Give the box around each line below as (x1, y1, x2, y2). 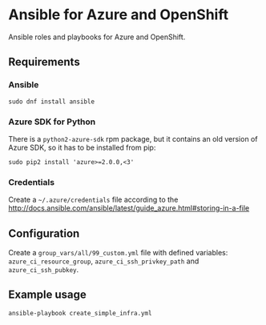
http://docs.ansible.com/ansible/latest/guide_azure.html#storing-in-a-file (8, 203, 250, 213)
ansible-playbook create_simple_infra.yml (8, 309, 152, 317)
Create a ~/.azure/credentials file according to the (8, 195, 179, 205)
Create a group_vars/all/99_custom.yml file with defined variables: (8, 248, 228, 258)
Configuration (8, 227, 80, 240)
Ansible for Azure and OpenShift (8, 6, 229, 24)
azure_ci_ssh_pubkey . (8, 265, 79, 275)
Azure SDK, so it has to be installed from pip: (8, 142, 156, 152)
